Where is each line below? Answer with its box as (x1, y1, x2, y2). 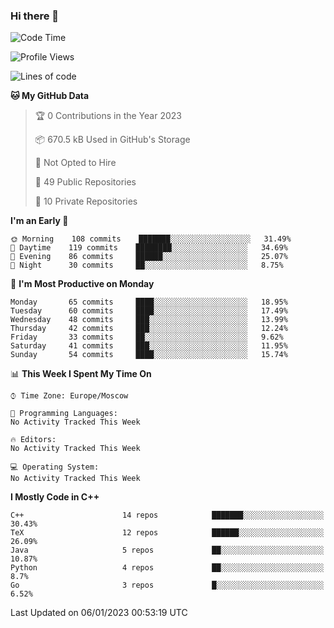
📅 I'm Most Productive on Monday (10, 278, 155, 290)
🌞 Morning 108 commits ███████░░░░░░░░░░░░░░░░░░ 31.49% (10, 234, 292, 244)
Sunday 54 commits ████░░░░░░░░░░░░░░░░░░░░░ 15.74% (10, 350, 288, 360)
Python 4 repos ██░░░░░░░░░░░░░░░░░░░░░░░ (10, 563, 325, 573)
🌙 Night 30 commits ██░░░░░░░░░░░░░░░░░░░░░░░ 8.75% (10, 260, 284, 271)
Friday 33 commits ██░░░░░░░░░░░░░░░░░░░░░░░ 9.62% (10, 332, 284, 343)
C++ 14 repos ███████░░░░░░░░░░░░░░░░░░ (10, 510, 325, 521)
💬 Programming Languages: (10, 409, 118, 419)
